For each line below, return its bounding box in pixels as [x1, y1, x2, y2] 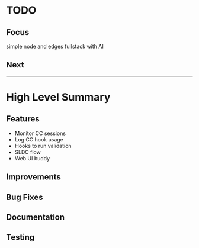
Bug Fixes [6, 192, 43, 202]
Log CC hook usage [14, 136, 63, 143]
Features [6, 114, 40, 124]
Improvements [6, 172, 61, 182]
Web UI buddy [14, 154, 50, 162]
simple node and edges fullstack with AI [6, 43, 104, 50]
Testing [6, 232, 35, 243]
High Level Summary [6, 91, 111, 104]
